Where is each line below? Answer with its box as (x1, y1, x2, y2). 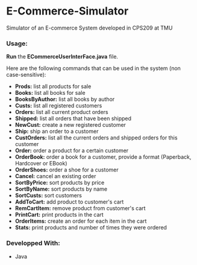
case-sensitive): (6, 71, 46, 78)
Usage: (6, 39, 28, 48)
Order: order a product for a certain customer (14, 147, 129, 155)
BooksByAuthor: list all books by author (14, 95, 115, 103)
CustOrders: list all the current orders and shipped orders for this (14, 134, 178, 141)
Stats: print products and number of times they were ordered (14, 224, 167, 231)
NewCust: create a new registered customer (14, 121, 127, 129)
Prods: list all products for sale (14, 83, 92, 90)
